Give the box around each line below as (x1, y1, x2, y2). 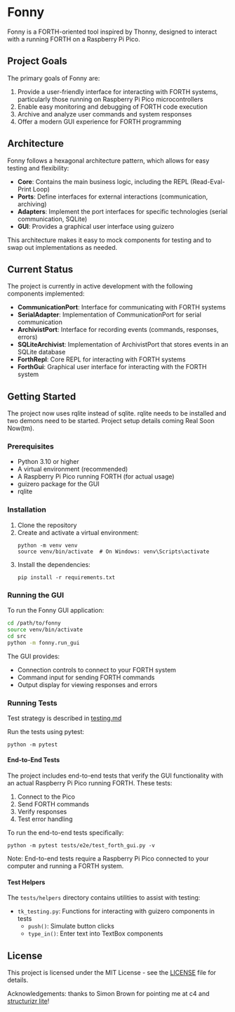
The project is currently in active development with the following (7, 282, 193, 291)
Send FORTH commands (17, 800, 90, 808)
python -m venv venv (17, 542, 78, 549)
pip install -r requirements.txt (17, 573, 116, 581)
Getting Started (7, 390, 76, 402)
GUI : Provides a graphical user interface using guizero (17, 222, 174, 230)
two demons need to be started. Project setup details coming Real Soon (7, 417, 215, 425)
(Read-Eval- (190, 177, 226, 186)
